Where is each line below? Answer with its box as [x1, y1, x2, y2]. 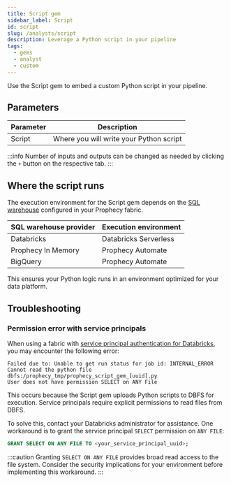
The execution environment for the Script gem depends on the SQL [7, 199, 200, 207]
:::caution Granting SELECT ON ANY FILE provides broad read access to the [7, 452, 219, 461]
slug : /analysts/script [7, 29, 77, 37]
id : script [7, 23, 39, 30]
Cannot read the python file [7, 366, 92, 373]
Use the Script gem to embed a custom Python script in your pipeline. [7, 81, 208, 89]
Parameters [7, 102, 59, 114]
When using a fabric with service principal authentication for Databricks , [7, 339, 216, 347]
